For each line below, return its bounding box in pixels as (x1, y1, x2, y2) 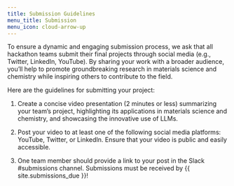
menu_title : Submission (7, 17, 77, 24)
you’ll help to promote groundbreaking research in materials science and (7, 65, 217, 74)
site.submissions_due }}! (17, 171, 89, 180)
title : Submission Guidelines (7, 10, 96, 18)
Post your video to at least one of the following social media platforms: (17, 128, 221, 137)
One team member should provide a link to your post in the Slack (17, 157, 205, 165)
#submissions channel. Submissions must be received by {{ (17, 164, 191, 173)
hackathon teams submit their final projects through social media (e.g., (7, 50, 212, 58)
